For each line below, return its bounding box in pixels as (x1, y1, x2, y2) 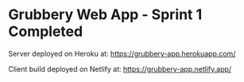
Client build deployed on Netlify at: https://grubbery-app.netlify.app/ (8, 64, 232, 73)
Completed (8, 22, 83, 41)
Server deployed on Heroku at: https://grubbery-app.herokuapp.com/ (8, 49, 236, 58)
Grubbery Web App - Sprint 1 (8, 6, 203, 24)
